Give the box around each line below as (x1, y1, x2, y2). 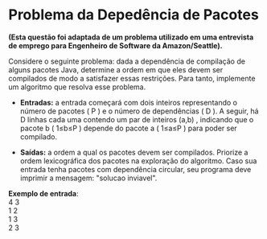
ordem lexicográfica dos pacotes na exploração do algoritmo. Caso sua (19, 155, 257, 166)
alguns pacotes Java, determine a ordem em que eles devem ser (8, 64, 224, 74)
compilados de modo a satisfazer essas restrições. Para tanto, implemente (8, 73, 256, 83)
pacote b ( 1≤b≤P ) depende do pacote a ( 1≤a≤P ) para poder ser (19, 123, 237, 133)
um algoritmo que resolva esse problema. (8, 82, 146, 92)
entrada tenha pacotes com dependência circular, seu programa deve (19, 164, 252, 174)
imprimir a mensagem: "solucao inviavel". (19, 173, 158, 183)
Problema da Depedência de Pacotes (8, 6, 259, 24)
